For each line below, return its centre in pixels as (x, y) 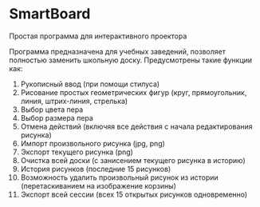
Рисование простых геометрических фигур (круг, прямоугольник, (134, 92)
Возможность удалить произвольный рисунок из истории (119, 177)
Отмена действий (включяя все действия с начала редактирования (137, 126)
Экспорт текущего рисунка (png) (77, 152)
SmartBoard (50, 14)
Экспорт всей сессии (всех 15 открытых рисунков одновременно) (134, 194)
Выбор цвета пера (52, 109)
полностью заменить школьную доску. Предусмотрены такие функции (131, 60)
